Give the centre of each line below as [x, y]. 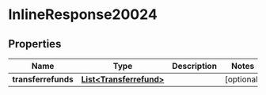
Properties [35, 44]
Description [194, 66]
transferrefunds [43, 79]
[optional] [243, 79]
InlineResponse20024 [83, 15]
